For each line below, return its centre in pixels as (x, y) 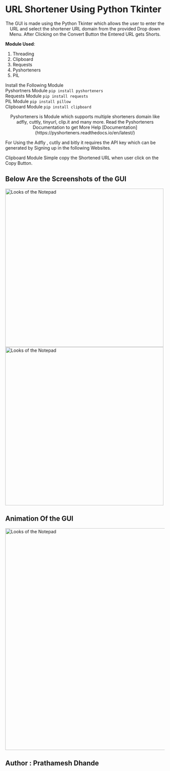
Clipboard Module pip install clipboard (48, 106)
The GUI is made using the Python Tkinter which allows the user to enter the (85, 23)
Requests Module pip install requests (47, 96)
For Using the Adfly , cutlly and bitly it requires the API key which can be (80, 142)
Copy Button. (19, 163)
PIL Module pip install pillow (38, 101)
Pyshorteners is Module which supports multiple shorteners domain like (85, 116)
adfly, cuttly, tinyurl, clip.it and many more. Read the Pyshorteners (85, 122)
